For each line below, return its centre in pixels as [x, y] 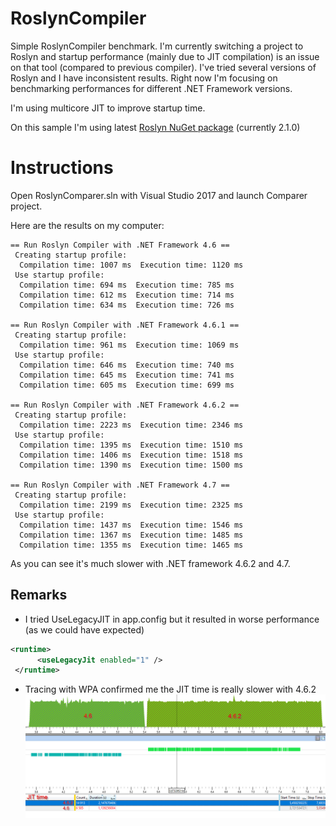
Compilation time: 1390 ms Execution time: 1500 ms [131, 465]
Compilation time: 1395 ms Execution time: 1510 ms [131, 445]
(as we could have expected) [84, 629]
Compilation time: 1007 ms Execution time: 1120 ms [131, 265]
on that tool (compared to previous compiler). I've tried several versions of [163, 67]
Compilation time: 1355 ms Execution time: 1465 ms [131, 545]
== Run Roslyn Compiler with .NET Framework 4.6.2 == [125, 405]
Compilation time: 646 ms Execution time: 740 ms [127, 365]
